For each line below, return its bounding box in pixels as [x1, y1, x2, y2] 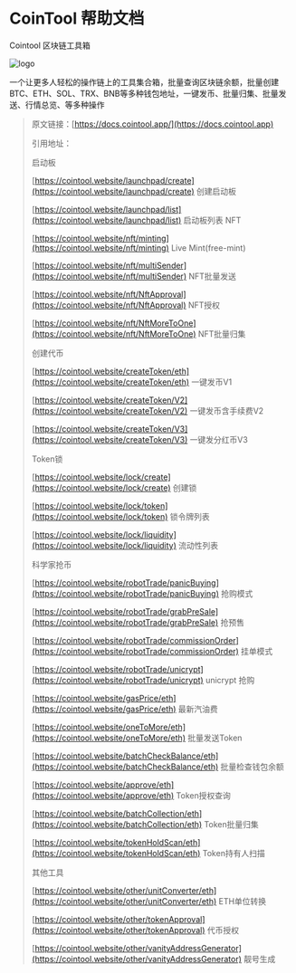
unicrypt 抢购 [205, 674, 255, 685]
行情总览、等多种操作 [24, 99, 105, 110]
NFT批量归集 [197, 328, 246, 339]
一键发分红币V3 [189, 434, 249, 444]
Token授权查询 [176, 789, 231, 801]
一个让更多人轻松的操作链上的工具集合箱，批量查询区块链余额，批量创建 [9, 76, 279, 87]
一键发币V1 [191, 377, 233, 387]
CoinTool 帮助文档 [9, 8, 145, 29]
